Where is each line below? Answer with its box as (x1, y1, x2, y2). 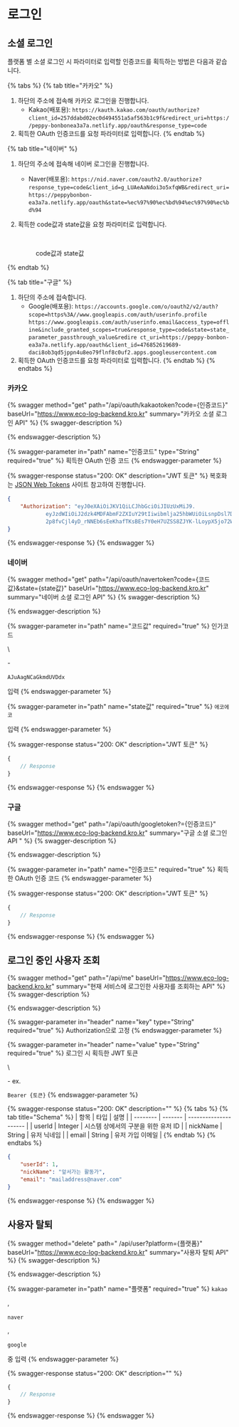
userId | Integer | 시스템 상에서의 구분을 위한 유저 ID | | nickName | (33, 1122, 223, 1130)
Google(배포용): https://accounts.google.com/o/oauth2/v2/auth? (28, 302, 218, 310)
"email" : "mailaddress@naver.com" (20, 1176, 122, 1183)
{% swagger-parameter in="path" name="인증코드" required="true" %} (7, 865, 216, 873)
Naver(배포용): (28, 175, 70, 183)
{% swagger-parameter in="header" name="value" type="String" (7, 1041, 201, 1049)
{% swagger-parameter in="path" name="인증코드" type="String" (7, 448, 200, 456)
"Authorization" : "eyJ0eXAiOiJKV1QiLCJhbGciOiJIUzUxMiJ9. (20, 503, 196, 510)
